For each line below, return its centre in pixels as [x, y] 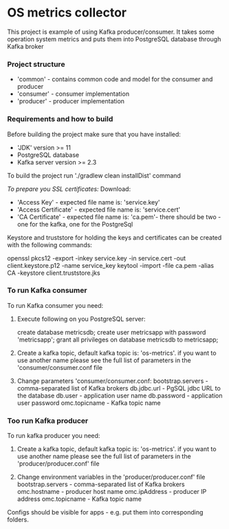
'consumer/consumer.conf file [60, 367]
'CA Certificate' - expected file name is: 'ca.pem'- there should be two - [119, 217]
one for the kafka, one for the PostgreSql [75, 224]
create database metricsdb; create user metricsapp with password [111, 332]
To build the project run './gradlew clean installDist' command [94, 175]
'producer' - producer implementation [71, 101]
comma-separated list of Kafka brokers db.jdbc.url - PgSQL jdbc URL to [119, 388]
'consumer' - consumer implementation [73, 94]
